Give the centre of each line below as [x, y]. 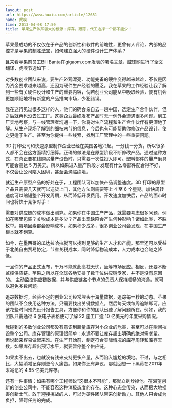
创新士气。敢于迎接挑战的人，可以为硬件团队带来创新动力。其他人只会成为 [88, 394]
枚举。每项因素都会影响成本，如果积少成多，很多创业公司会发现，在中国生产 [86, 226]
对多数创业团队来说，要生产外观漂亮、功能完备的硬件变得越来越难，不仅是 [84, 79]
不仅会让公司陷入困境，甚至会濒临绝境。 [48, 172]
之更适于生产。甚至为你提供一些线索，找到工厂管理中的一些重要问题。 [79, 135]
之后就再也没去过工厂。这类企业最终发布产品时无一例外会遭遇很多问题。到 [84, 116]
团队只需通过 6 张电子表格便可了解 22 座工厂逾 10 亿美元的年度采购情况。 [83, 316]
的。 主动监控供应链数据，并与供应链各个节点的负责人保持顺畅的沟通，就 [82, 280]
